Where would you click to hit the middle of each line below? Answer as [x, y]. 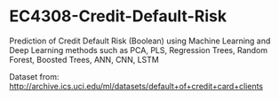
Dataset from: [34, 76]
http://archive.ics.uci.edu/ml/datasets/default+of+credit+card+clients [136, 86]
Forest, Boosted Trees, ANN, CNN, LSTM [84, 59]
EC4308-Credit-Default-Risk [118, 16]
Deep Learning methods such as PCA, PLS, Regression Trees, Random [139, 50]
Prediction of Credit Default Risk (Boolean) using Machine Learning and [140, 41]
